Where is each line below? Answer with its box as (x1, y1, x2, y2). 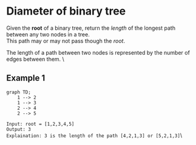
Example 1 (6, 73, 46, 83)
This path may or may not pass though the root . (6, 37, 126, 44)
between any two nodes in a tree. (6, 30, 90, 38)
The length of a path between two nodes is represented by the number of (6, 49, 190, 56)
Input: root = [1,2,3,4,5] (6, 121, 75, 127)
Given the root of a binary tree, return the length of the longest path (6, 24, 176, 32)
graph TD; (6, 89, 32, 95)
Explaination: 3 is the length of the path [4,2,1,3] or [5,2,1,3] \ (6, 132, 183, 139)
